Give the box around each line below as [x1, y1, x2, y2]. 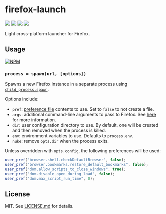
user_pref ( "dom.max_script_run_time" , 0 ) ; [5, 176, 95, 181]
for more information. [12, 117, 56, 123]
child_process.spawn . [5, 86, 49, 92]
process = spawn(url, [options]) [5, 71, 86, 76]
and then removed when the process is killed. [12, 127, 106, 134]
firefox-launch [5, 4, 66, 15]
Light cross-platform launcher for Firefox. [5, 30, 90, 36]
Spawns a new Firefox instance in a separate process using [5, 81, 128, 87]
